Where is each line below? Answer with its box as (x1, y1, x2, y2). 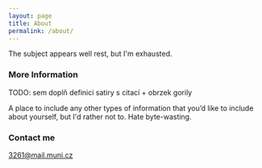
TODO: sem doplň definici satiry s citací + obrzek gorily (8, 87, 193, 97)
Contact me (8, 132, 56, 143)
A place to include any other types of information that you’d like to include (8, 103, 254, 113)
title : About (8, 19, 52, 27)
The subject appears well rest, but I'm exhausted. (8, 49, 173, 59)
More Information (8, 69, 78, 81)
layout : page (8, 11, 52, 20)
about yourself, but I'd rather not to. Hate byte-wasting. (8, 111, 192, 121)
